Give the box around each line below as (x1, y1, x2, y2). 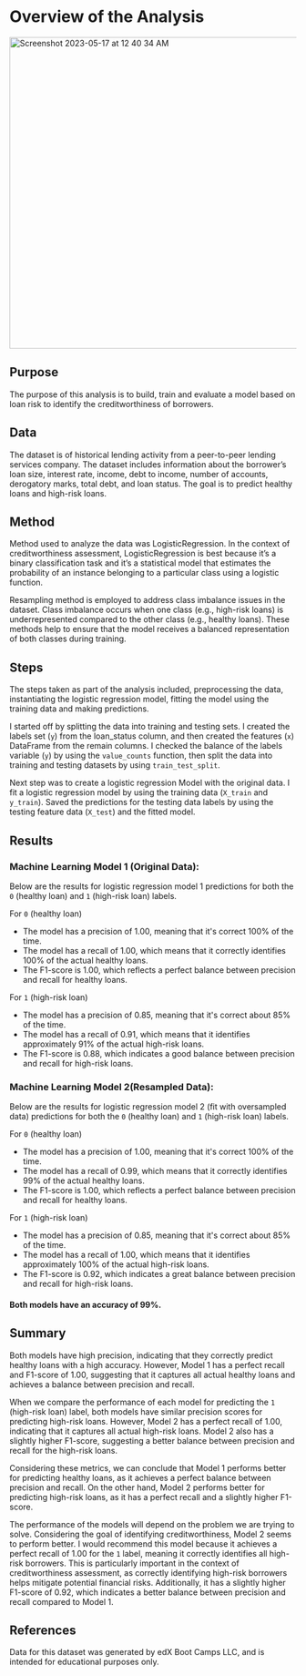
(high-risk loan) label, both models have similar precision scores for (9, 1405, 263, 1417)
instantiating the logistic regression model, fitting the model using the (9, 694, 270, 705)
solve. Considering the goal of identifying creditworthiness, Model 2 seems (9, 1528, 291, 1539)
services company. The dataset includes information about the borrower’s (9, 458, 287, 470)
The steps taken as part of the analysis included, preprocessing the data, (9, 684, 284, 695)
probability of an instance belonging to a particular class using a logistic (9, 567, 280, 578)
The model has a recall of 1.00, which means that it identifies (22, 1250, 250, 1261)
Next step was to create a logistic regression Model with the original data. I (9, 777, 291, 789)
